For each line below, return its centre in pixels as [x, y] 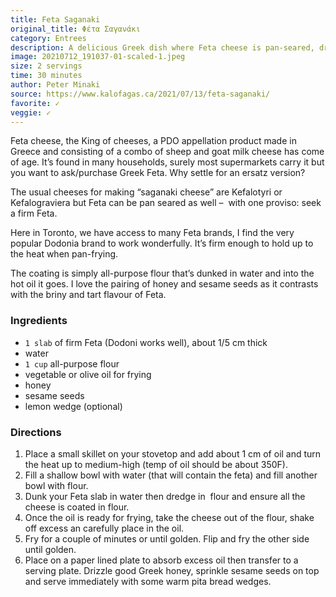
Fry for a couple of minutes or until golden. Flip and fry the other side [167, 538]
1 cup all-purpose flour [72, 363]
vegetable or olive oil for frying [88, 374]
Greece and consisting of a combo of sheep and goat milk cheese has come [167, 152]
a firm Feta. [34, 213]
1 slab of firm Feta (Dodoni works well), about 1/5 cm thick [146, 342]
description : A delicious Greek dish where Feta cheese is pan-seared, [162, 47]
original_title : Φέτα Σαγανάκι [75, 29]
